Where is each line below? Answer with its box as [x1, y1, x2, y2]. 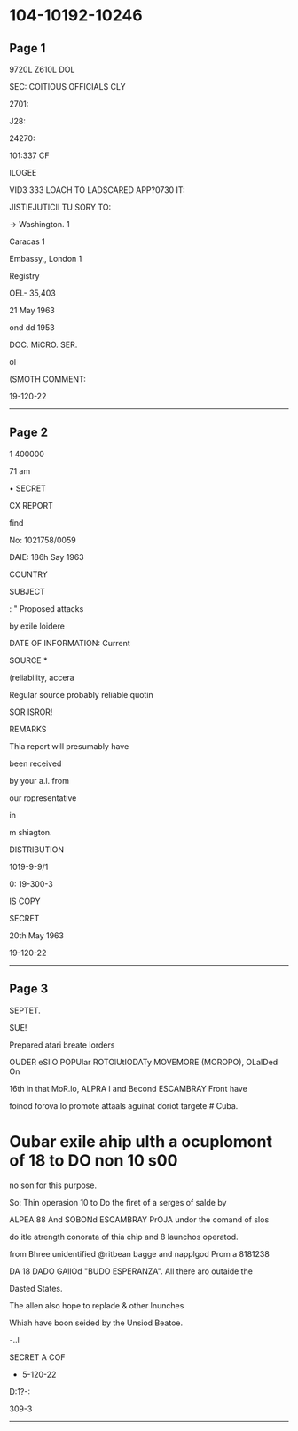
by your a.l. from [9, 775, 69, 786]
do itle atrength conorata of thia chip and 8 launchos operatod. [9, 1231, 239, 1242]
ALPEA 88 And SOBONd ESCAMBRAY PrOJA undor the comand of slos [9, 1214, 270, 1225]
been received [9, 758, 62, 769]
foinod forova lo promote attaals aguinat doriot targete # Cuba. [9, 1100, 239, 1111]
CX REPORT [9, 500, 53, 510]
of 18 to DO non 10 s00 [9, 1150, 178, 1170]
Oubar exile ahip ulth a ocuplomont [9, 1131, 273, 1151]
